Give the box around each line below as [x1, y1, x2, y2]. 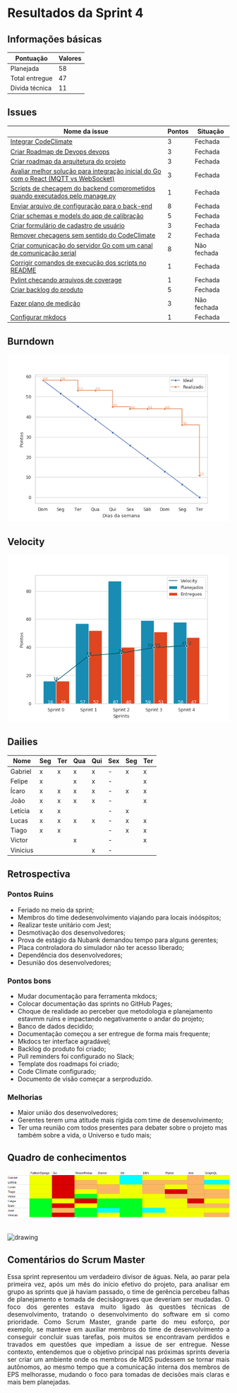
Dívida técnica [10, 84, 52, 93]
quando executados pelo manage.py [10, 192, 116, 200]
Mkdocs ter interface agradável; [17, 1037, 111, 1045]
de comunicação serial [10, 248, 76, 257]
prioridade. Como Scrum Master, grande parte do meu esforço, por [7, 1318, 230, 1326]
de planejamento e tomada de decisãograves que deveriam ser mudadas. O [7, 1295, 230, 1304]
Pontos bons [7, 975, 51, 985]
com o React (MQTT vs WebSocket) [10, 175, 115, 183]
